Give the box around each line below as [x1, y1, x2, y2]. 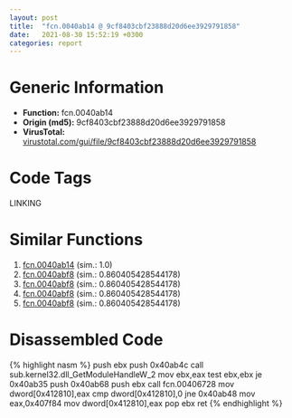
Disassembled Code [9, 329, 164, 350]
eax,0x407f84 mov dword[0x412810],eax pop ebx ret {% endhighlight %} [9, 398, 283, 408]
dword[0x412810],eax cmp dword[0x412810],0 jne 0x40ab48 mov [9, 388, 256, 399]
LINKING [9, 198, 42, 209]
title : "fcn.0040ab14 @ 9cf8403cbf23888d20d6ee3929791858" [9, 22, 241, 31]
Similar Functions [9, 230, 143, 250]
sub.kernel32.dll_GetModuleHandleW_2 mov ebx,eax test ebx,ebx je [9, 369, 262, 380]
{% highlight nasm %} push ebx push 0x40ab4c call [9, 359, 204, 370]
